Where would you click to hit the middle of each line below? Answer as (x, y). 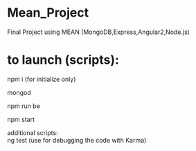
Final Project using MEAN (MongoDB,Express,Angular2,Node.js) (99, 32)
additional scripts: (33, 132)
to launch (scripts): (63, 60)
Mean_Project (48, 13)
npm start (21, 119)
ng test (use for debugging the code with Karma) (77, 140)
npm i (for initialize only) (42, 79)
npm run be (24, 106)
